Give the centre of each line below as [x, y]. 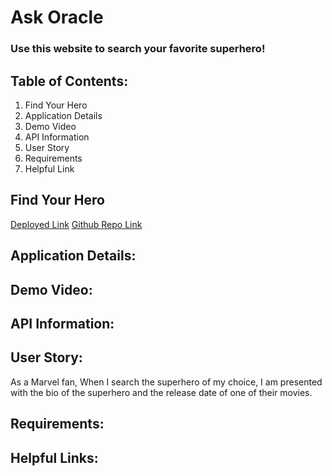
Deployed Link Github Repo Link [76, 224]
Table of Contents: [69, 81]
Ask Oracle [57, 17]
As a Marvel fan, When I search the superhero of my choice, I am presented [166, 382]
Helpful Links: [54, 457]
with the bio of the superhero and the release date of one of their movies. [161, 392]
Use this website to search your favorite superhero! [138, 49]
